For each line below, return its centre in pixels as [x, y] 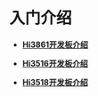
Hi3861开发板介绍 [55, 44]
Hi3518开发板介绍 [55, 82]
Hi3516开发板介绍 [55, 63]
